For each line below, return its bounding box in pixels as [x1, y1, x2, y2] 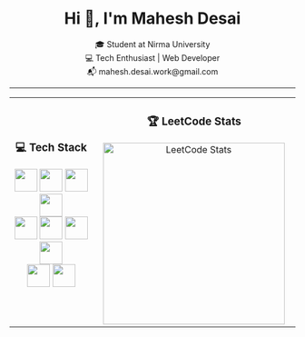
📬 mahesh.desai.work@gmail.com [86, 65, 219, 76]
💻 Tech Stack [15, 141, 88, 155]
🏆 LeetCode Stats [146, 114, 242, 129]
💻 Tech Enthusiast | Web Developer [84, 52, 221, 63]
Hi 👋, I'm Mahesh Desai [64, 8, 241, 29]
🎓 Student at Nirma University [94, 38, 211, 49]
